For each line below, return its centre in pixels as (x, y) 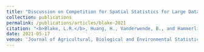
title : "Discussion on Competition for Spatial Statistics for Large (96, 12)
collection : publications (39, 17)
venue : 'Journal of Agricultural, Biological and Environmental (89, 39)
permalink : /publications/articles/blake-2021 (66, 23)
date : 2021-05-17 (28, 34)
